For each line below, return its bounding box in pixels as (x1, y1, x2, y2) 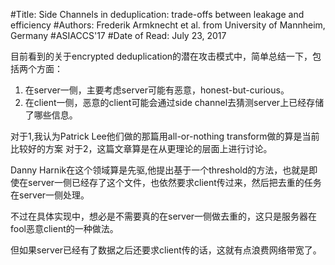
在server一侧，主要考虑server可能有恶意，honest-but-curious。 (24, 84, 290, 96)
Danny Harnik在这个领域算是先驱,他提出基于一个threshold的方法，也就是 (10, 164, 310, 176)
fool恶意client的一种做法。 (10, 223, 115, 234)
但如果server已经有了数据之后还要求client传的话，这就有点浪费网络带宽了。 (10, 244, 322, 256)
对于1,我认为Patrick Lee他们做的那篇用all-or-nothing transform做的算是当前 (10, 130, 320, 142)
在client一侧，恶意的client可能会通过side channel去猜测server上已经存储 (24, 97, 325, 108)
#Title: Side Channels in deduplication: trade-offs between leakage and (10, 9, 305, 20)
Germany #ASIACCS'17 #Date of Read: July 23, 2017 (10, 30, 227, 41)
